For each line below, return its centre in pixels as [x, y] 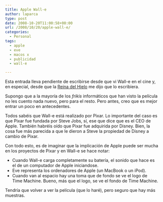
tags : [10, 41]
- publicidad [23, 59]
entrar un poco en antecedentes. [38, 107]
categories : [17, 32]
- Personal [20, 37]
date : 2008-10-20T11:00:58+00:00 [39, 23]
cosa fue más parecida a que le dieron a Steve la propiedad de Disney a [77, 131]
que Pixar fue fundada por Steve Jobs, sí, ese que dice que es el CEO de [78, 121]
